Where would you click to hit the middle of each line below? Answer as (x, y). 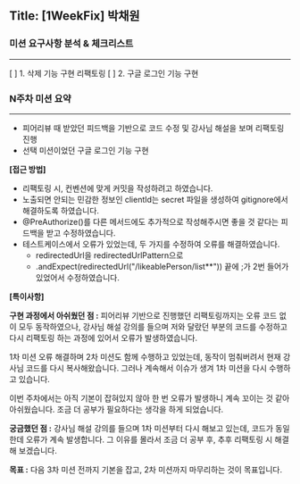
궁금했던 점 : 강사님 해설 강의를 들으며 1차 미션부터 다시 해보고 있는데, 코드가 (142, 428)
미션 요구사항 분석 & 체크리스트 (71, 44)
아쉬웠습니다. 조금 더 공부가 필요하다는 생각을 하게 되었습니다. (117, 409)
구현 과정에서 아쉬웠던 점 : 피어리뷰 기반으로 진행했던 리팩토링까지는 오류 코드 (143, 315)
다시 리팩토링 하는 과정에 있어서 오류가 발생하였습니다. (104, 338)
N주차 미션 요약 (40, 98)
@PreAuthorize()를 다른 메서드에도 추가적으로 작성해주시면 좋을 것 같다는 (150, 221)
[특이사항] (27, 296)
